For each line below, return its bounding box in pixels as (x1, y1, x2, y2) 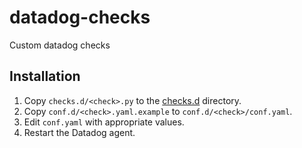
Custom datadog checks (9, 39, 111, 51)
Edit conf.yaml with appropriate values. (23, 116, 185, 128)
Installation (9, 68, 81, 85)
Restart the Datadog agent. (23, 126, 136, 138)
